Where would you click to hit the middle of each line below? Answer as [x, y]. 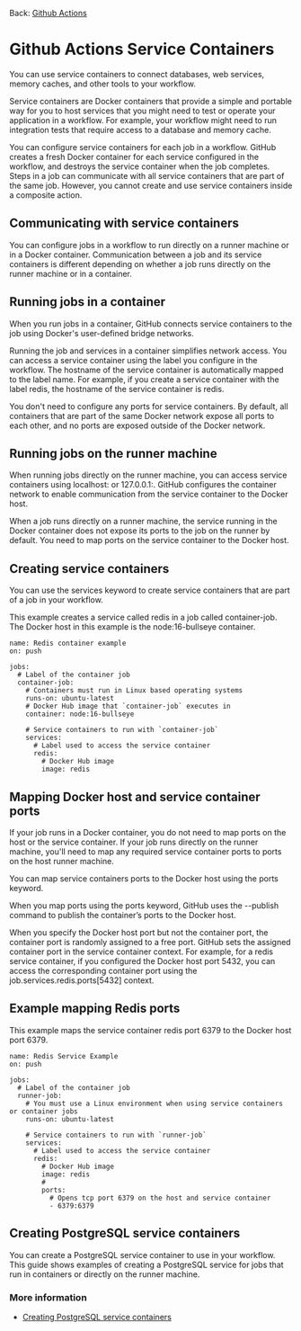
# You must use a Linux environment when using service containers [154, 1103]
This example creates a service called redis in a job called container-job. [143, 617]
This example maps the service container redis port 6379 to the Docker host [150, 1030]
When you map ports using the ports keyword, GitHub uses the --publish [144, 906]
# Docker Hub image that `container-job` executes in [128, 706]
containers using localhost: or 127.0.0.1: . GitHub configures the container [143, 485]
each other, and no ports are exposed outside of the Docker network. [137, 425]
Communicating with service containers [124, 223]
